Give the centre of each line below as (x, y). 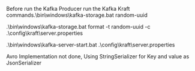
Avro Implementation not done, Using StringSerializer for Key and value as (98, 56)
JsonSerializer (24, 63)
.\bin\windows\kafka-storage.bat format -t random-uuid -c (78, 27)
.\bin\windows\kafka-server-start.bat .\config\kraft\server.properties (91, 45)
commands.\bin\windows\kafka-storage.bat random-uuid (77, 15)
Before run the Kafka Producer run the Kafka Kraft (68, 9)
